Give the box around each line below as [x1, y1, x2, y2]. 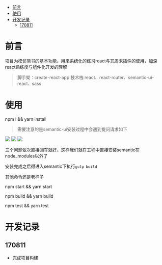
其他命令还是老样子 [5, 174, 44, 180]
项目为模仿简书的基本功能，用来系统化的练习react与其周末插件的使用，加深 [5, 58, 158, 64]
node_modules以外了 [5, 153, 48, 159]
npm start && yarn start [5, 184, 53, 189]
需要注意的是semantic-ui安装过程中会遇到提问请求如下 [17, 126, 128, 132]
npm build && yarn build [5, 193, 54, 199]
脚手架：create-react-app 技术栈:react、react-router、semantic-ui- [17, 74, 154, 80]
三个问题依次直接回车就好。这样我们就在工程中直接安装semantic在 [5, 147, 140, 153]
